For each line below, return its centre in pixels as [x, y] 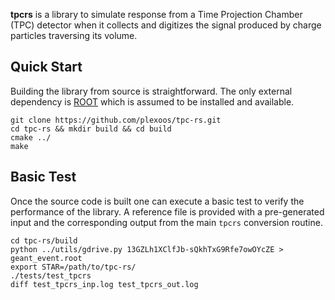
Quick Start [46, 67]
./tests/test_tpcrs [51, 275]
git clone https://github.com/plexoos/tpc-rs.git [116, 120]
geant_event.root [46, 258]
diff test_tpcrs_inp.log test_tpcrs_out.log [104, 284]
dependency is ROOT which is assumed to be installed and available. [152, 101]
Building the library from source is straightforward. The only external [151, 91]
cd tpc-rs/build [44, 240]
